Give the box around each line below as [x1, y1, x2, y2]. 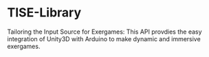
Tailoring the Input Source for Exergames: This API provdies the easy [7, 27, 202, 36]
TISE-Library [7, 5, 82, 21]
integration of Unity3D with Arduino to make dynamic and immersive [7, 34, 201, 43]
